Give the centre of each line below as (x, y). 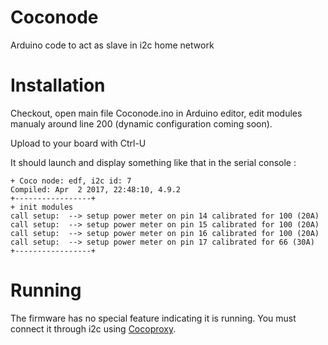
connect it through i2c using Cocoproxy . (93, 328)
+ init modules (42, 207)
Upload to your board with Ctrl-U (78, 143)
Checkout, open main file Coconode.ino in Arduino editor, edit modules (156, 113)
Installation (58, 85)
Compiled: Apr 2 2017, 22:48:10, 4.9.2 (96, 189)
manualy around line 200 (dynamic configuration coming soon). (141, 123)
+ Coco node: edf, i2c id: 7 (71, 181)
